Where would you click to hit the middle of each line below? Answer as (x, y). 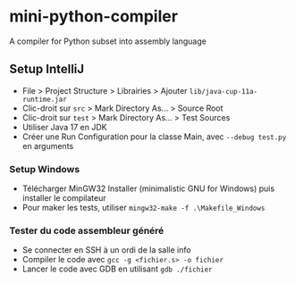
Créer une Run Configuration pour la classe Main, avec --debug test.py (154, 137)
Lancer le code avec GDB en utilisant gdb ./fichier (117, 269)
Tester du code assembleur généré (87, 230)
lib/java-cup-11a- (223, 91)
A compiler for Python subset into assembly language (108, 41)
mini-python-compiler (94, 17)
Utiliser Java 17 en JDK (64, 127)
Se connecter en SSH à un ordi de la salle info (106, 250)
